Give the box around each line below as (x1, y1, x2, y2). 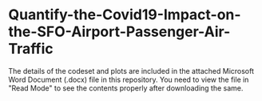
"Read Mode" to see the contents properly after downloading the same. (8, 83, 244, 93)
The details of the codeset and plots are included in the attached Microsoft (8, 66, 254, 75)
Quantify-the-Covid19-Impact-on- (8, 6, 241, 24)
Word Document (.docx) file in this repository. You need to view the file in (8, 75, 249, 84)
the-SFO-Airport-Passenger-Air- (8, 22, 231, 41)
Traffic (8, 40, 54, 58)
